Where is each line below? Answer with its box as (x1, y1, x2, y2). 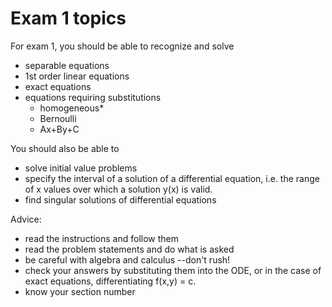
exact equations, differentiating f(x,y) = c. (24, 275, 197, 287)
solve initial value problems (24, 162, 138, 174)
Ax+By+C (39, 123, 80, 135)
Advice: (10, 213, 42, 225)
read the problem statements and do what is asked (24, 243, 235, 255)
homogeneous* (39, 102, 105, 114)
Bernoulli (39, 112, 77, 124)
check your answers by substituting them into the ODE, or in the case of (24, 264, 322, 276)
